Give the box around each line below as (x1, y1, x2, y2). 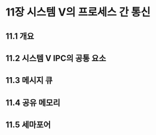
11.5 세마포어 (5, 120, 51, 130)
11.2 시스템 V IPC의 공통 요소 (5, 53, 106, 63)
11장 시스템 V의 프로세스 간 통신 (5, 5, 151, 19)
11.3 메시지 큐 (5, 75, 53, 85)
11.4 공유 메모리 (5, 97, 60, 108)
